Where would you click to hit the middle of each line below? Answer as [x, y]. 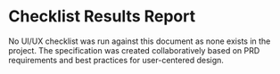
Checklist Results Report [102, 16]
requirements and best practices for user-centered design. [116, 60]
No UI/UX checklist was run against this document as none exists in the [140, 41]
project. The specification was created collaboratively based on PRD [134, 50]
